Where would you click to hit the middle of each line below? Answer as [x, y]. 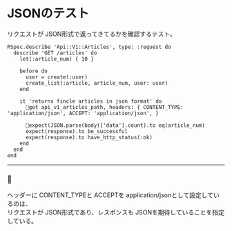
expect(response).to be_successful [77, 131]
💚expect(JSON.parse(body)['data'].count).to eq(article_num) [115, 125]
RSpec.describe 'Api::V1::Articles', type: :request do [89, 47]
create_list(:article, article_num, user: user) [97, 83]
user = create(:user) [57, 77]
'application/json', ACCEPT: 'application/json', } [83, 113]
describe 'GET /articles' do [55, 53]
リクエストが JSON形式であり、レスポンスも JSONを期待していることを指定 [116, 212]
